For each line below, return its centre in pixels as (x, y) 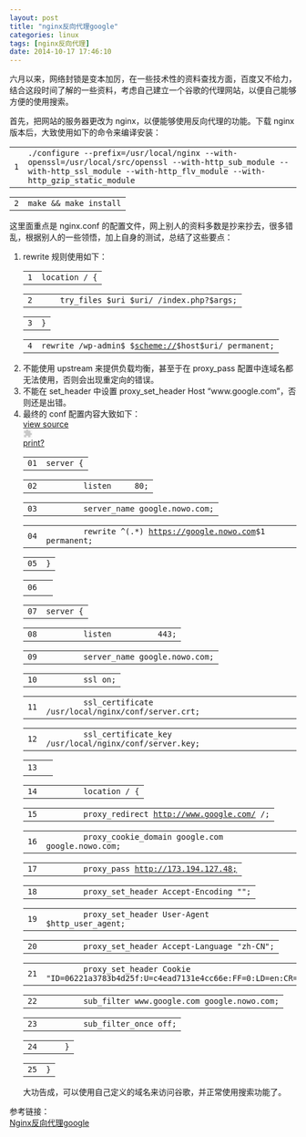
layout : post (34, 18)
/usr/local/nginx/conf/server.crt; (123, 712)
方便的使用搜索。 (41, 102)
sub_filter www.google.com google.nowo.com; (181, 1001)
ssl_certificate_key (128, 734)
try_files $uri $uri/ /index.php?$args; (148, 300)
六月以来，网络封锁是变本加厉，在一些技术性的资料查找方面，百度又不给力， (153, 79)
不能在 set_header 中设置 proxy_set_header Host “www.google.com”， (155, 391)
